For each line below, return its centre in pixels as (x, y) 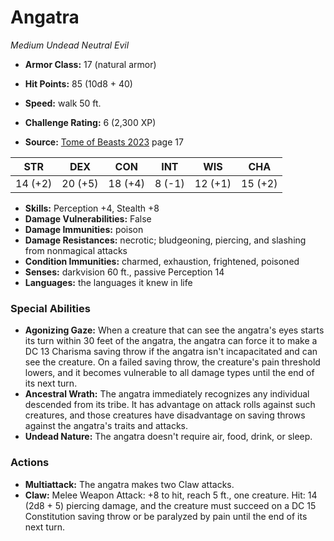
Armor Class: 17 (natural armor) (90, 64)
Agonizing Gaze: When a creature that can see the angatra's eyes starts (174, 330)
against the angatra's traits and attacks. (106, 426)
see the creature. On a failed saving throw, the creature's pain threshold (172, 362)
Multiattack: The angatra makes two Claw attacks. (129, 484)
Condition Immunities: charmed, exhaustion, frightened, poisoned (162, 261)
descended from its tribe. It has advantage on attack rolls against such (170, 405)
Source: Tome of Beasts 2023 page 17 (104, 142)
